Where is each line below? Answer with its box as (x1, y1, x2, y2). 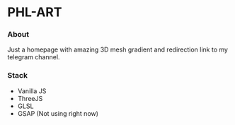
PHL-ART (7, 4, 62, 20)
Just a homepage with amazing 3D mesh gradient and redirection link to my (7, 45, 229, 54)
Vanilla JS (17, 86, 47, 95)
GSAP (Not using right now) (17, 109, 99, 117)
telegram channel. (7, 53, 60, 61)
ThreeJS (17, 94, 43, 102)
